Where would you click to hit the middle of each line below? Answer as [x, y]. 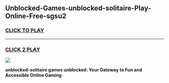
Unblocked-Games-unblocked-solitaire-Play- [78, 8]
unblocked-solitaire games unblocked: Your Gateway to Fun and [74, 69]
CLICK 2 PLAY [23, 49]
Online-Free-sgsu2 [36, 16]
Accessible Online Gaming [33, 75]
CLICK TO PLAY [25, 31]
